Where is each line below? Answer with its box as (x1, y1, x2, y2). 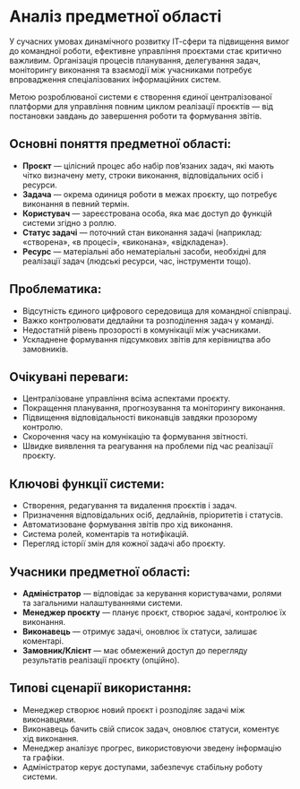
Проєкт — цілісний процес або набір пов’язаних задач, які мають (21, 160, 275, 171)
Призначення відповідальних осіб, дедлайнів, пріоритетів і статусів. (21, 509, 284, 521)
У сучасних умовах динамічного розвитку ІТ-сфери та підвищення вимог (9, 36, 289, 47)
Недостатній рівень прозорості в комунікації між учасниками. (21, 325, 261, 335)
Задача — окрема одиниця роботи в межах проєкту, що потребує (21, 188, 278, 199)
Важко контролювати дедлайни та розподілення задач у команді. (21, 315, 275, 325)
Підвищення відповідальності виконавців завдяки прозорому (21, 412, 258, 423)
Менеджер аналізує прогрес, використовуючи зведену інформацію (21, 742, 282, 753)
